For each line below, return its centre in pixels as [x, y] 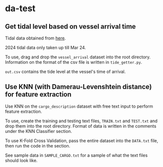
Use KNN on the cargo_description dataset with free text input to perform [79, 106]
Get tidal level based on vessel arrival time [71, 27]
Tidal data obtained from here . [36, 38]
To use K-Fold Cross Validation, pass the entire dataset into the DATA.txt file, [81, 140]
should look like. [21, 160]
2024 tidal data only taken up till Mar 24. [45, 47]
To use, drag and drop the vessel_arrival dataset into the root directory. [78, 57]
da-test [20, 9]
